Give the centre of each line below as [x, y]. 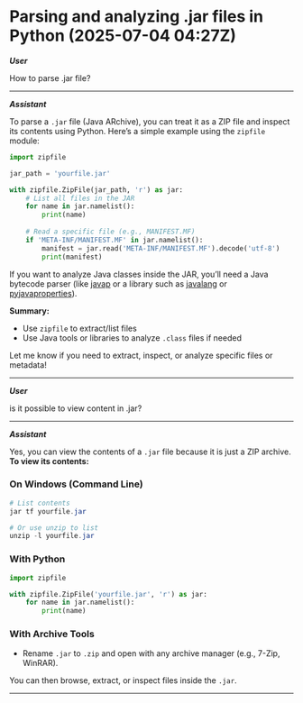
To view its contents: [49, 461]
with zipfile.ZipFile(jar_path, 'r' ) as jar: [96, 190]
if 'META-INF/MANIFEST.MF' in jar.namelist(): [115, 240]
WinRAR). [40, 663]
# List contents [40, 503]
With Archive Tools [52, 635]
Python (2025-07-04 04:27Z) [123, 36]
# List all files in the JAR [80, 198]
